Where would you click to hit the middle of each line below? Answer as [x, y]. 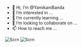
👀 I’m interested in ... [32, 13]
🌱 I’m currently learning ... [38, 18]
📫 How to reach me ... [34, 28]
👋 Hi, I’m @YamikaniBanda [38, 8]
